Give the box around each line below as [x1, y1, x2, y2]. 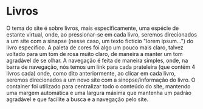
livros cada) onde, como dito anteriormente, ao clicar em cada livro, [6, 69, 176, 77]
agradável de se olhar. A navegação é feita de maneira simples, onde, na [6, 57, 188, 64]
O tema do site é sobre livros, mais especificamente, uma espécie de [6, 24, 179, 32]
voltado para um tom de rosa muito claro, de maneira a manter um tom [6, 50, 184, 57]
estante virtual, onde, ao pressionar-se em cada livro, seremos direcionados [6, 30, 198, 38]
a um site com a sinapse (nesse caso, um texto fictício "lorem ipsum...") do [6, 37, 193, 44]
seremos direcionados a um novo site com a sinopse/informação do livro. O [6, 76, 196, 83]
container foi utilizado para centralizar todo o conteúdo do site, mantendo [6, 82, 191, 90]
